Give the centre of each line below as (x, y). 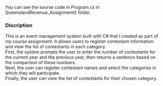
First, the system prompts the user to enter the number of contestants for (80, 52)
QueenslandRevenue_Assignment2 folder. (48, 12)
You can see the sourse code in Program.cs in (52, 7)
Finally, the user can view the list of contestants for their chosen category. (81, 79)
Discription (19, 25)
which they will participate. (33, 73)
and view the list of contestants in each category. (56, 47)
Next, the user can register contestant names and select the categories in (81, 68)
